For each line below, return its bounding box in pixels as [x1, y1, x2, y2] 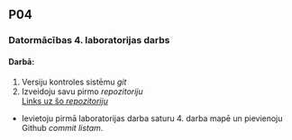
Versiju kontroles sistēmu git [21, 76, 127, 87]
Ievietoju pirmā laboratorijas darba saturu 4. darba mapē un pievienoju [21, 112, 283, 124]
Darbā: [8, 56, 35, 66]
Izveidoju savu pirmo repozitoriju [21, 85, 143, 97]
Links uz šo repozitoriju [21, 95, 109, 106]
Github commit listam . [21, 122, 104, 133]
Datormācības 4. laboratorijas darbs [8, 34, 170, 47]
